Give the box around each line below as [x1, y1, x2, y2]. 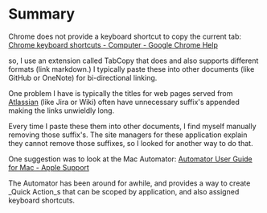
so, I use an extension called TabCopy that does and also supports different [8, 56, 259, 65]
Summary [8, 5, 75, 23]
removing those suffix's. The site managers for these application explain [8, 130, 248, 140]
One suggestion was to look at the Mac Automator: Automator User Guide [8, 154, 253, 164]
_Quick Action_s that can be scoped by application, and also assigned [8, 186, 240, 196]
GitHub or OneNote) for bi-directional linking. [8, 73, 158, 82]
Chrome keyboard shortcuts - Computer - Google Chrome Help [8, 40, 219, 49]
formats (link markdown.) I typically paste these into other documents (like [8, 64, 255, 73]
